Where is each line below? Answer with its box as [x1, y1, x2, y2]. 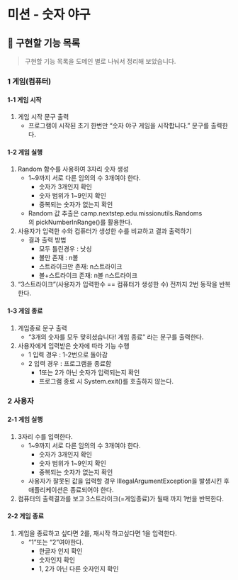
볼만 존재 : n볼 [38, 253, 79, 262]
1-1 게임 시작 [7, 95, 42, 104]
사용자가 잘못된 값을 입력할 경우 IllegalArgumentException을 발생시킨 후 [28, 476, 230, 485]
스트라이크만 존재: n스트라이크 [38, 262, 123, 271]
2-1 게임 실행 [7, 416, 43, 424]
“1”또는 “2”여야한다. [28, 537, 84, 546]
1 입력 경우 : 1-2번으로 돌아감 [28, 350, 108, 359]
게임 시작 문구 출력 [17, 113, 69, 121]
